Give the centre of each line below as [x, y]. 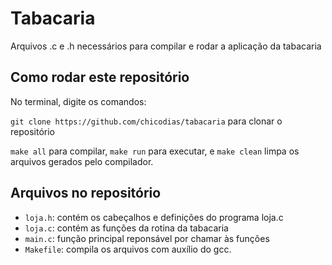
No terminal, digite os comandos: [78, 101]
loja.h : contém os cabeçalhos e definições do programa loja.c [154, 217]
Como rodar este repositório [100, 77]
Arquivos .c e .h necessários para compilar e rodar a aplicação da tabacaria [166, 46]
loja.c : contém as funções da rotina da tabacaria [126, 228]
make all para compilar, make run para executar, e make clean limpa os [155, 151]
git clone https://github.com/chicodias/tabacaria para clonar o [146, 121]
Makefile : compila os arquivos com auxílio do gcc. [128, 249]
